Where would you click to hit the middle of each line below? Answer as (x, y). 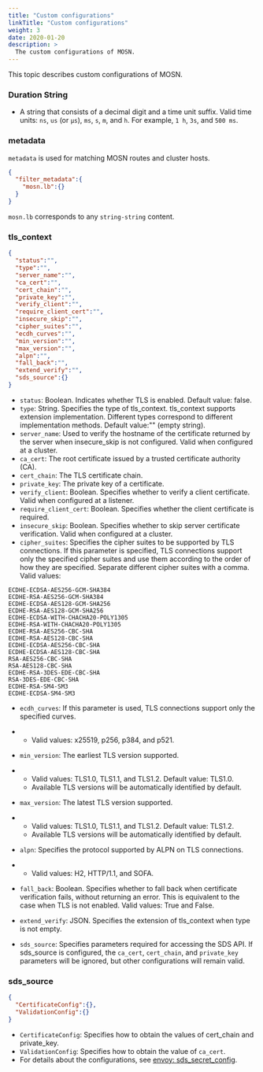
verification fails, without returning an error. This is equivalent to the (130, 896)
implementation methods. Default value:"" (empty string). (113, 425)
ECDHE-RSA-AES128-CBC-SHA (50, 638)
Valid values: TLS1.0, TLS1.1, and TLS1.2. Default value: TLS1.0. (132, 778)
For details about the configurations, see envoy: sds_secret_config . (128, 1059)
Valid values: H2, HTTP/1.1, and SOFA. (93, 873)
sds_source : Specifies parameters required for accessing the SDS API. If (136, 944)
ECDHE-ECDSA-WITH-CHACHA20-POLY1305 (68, 617)
